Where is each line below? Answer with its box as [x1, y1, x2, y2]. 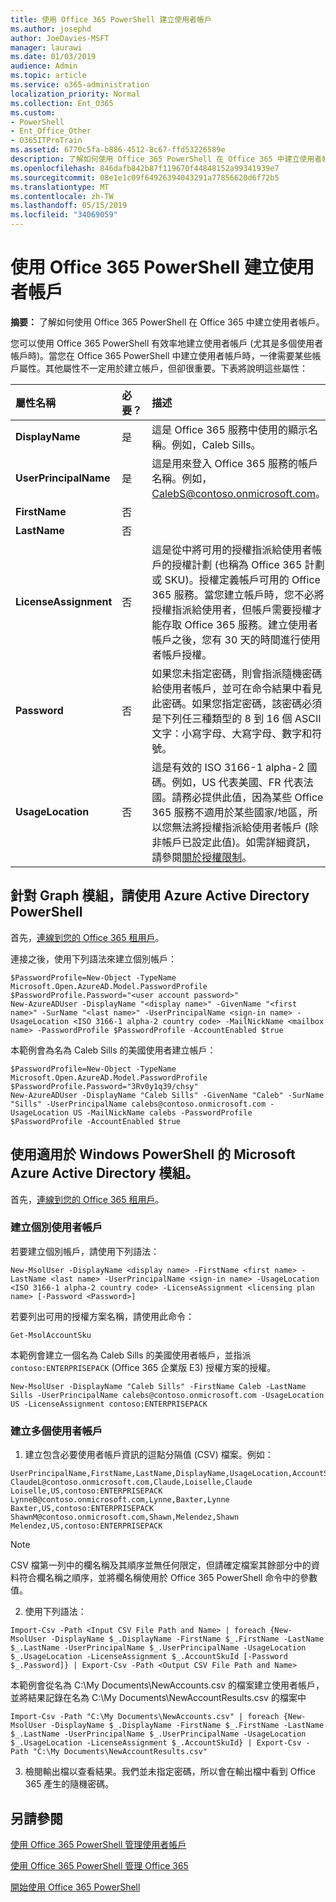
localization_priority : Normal [10, 89, 141, 99]
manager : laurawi [10, 42, 83, 53]
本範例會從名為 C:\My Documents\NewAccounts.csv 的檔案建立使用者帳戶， [10, 1679, 325, 1691]
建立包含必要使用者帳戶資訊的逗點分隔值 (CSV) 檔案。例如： [24, 1449, 274, 1461]
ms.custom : [10, 107, 56, 118]
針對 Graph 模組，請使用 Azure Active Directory [10, 887, 310, 905]
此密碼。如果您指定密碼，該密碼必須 [151, 696, 323, 710]
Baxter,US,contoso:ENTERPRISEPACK [10, 1504, 155, 1514]
